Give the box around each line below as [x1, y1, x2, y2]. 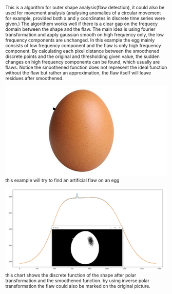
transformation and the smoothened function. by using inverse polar [5, 277, 150, 284]
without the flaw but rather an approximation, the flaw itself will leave [5, 70, 151, 76]
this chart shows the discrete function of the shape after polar [5, 272, 137, 278]
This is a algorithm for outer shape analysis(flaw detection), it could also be [5, 5, 165, 10]
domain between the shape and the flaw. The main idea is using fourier [5, 26, 156, 32]
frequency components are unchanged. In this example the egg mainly [5, 37, 155, 43]
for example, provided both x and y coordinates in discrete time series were [5, 15, 165, 21]
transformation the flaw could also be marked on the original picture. [5, 283, 150, 289]
